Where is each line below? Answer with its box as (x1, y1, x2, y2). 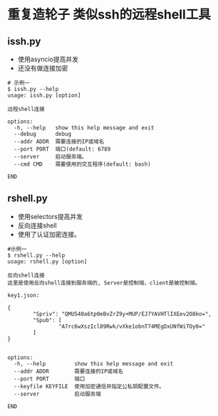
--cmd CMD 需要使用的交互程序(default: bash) (14, 161, 151, 168)
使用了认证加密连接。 (17, 230, 81, 238)
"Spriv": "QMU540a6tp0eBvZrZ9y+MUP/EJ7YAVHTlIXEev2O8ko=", (33, 310, 212, 317)
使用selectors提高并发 (17, 212, 83, 220)
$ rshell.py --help (7, 252, 66, 259)
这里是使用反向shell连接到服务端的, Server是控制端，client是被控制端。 (7, 279, 201, 287)
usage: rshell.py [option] (7, 257, 88, 265)
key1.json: (7, 292, 40, 299)
